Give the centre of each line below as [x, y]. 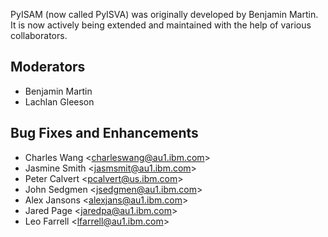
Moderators [48, 67]
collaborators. [39, 35]
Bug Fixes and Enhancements [104, 133]
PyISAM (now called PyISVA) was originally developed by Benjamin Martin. [164, 14]
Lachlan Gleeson [59, 101]
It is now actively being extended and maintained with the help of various [161, 25]
